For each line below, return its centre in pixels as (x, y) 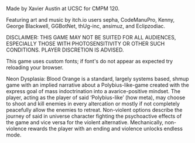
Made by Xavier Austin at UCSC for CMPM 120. (63, 8)
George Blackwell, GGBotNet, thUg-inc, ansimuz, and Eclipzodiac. (86, 26)
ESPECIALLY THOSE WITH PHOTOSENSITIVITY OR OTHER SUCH (85, 44)
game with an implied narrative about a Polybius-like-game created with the (97, 85)
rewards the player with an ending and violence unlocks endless (105, 129)
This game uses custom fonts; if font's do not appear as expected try (90, 61)
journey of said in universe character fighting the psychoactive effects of (94, 116)
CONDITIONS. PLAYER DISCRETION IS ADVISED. (65, 50)
